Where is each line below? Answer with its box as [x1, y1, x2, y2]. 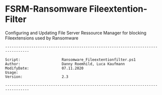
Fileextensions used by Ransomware [5, 35, 79, 41]
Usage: [5, 70, 18, 75]
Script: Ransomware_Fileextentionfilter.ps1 [5, 57, 136, 62]
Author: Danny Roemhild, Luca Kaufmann [5, 61, 125, 66]
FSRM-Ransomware [5, 3, 88, 15]
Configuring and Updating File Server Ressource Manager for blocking [5, 30, 147, 36]
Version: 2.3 [5, 74, 69, 79]
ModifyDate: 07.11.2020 [5, 66, 84, 71]
